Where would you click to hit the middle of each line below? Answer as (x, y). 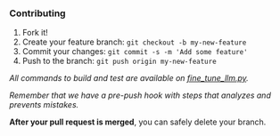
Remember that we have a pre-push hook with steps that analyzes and (140, 95)
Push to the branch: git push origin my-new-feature (119, 61)
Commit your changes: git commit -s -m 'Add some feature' (135, 52)
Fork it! (35, 33)
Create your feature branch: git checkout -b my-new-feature (134, 42)
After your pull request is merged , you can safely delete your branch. (138, 122)
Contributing (37, 13)
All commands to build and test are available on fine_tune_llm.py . (129, 78)
